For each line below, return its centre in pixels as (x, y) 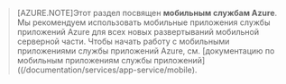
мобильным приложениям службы (84, 60)
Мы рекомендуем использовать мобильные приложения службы (143, 22)
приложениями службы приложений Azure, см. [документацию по (146, 51)
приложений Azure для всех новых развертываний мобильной (138, 32)
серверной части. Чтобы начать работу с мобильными (123, 41)
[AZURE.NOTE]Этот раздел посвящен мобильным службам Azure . (147, 13)
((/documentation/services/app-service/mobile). (107, 70)
